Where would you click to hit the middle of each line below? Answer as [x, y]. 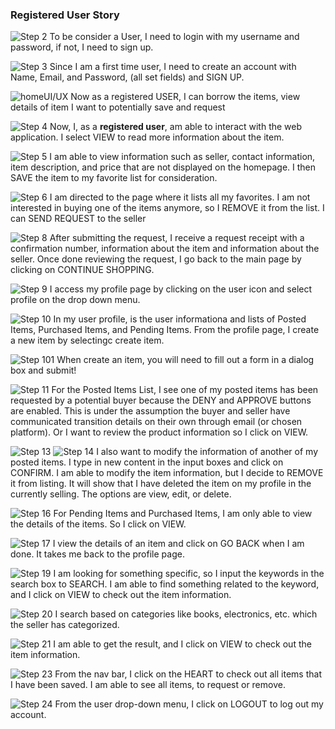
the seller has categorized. [65, 625]
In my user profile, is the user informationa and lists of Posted [180, 319]
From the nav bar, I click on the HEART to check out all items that [188, 674]
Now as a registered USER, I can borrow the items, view [185, 97]
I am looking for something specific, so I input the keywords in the [189, 574]
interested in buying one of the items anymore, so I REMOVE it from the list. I [167, 208]
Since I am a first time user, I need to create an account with [173, 67]
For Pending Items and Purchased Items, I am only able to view [183, 514]
